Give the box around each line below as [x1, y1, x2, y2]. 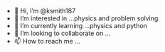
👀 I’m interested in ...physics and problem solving [14, 14, 159, 22]
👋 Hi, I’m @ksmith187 [14, 7, 76, 15]
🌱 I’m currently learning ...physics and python [14, 22, 148, 30]
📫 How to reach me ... [14, 37, 80, 45]
